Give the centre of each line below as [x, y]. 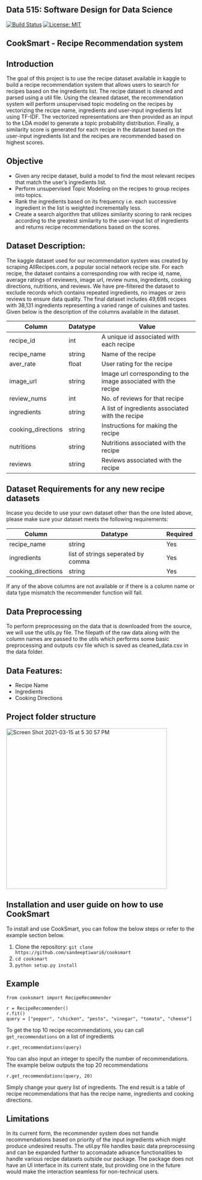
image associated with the [138, 381]
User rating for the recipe [137, 364]
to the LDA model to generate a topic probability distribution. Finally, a [93, 123]
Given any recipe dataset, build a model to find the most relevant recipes [105, 176]
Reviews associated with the [142, 460]
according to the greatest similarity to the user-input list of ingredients [102, 220]
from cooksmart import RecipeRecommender [59, 997]
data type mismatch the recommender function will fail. [75, 593]
